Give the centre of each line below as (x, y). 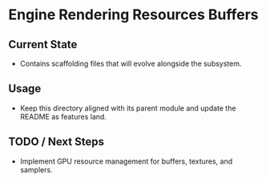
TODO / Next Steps (56, 142)
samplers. (36, 169)
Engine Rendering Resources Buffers (133, 15)
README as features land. (63, 116)
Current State (43, 44)
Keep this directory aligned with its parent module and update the (128, 108)
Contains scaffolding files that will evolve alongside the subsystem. (131, 63)
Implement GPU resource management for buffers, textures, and (126, 161)
